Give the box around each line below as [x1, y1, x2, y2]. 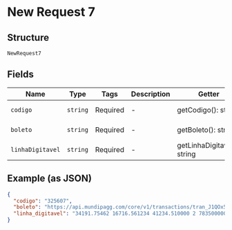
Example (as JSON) [7, 173, 92, 184]
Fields [7, 68, 35, 80]
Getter [197, 89, 220, 99]
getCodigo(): [177, 105, 219, 115]
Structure [7, 32, 50, 44]
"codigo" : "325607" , [13, 198, 72, 204]
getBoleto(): [177, 125, 216, 135]
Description [130, 89, 171, 99]
